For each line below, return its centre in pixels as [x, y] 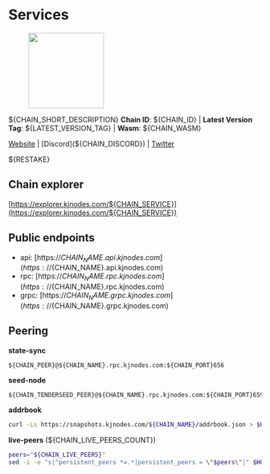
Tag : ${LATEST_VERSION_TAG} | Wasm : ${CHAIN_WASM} [105, 128]
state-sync [27, 350]
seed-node [27, 380]
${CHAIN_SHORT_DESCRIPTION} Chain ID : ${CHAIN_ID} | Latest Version [131, 119]
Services [39, 15]
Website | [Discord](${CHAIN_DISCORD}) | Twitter [92, 143]
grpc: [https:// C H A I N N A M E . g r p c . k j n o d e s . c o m [95, 296]
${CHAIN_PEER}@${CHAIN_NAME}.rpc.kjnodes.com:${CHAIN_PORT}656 [117, 365]
